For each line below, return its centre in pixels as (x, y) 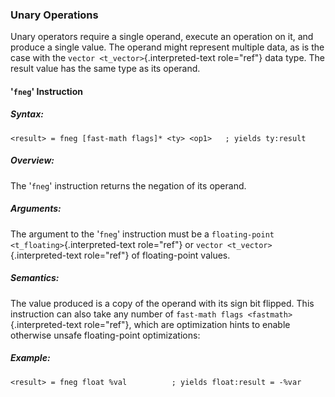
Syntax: (27, 114)
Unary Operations (54, 15)
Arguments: (36, 209)
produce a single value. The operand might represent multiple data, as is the (167, 47)
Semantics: (35, 278)
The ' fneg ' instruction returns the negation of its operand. (128, 185)
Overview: (32, 160)
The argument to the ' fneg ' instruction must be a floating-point (142, 234)
